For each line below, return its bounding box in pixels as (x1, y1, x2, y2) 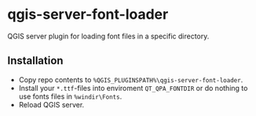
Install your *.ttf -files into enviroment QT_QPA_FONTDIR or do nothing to (18, 83, 248, 92)
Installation (7, 54, 64, 67)
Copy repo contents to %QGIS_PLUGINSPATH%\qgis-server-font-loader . (18, 74, 243, 84)
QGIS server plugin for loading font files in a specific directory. (7, 31, 210, 41)
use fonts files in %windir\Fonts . (18, 92, 123, 101)
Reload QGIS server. (18, 100, 85, 109)
